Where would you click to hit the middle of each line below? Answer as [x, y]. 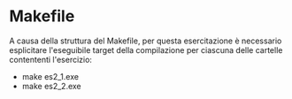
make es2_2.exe [51, 86]
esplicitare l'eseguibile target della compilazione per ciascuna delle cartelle [146, 49]
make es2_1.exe [50, 76]
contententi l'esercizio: [51, 59]
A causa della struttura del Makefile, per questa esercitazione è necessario [146, 41]
